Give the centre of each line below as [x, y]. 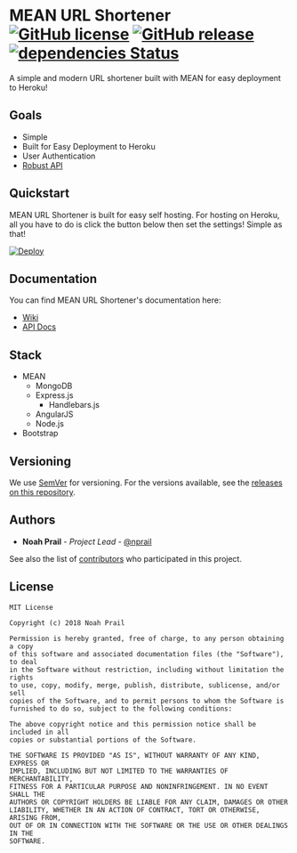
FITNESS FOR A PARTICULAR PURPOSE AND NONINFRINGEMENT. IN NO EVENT [139, 786]
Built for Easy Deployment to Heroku [88, 146]
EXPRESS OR [29, 763]
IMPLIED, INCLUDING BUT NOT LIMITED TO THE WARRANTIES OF [119, 771]
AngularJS [54, 414]
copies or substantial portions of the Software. [103, 740]
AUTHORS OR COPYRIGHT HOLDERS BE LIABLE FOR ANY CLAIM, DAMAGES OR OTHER [149, 802]
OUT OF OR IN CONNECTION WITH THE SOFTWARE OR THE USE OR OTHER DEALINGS [149, 825]
